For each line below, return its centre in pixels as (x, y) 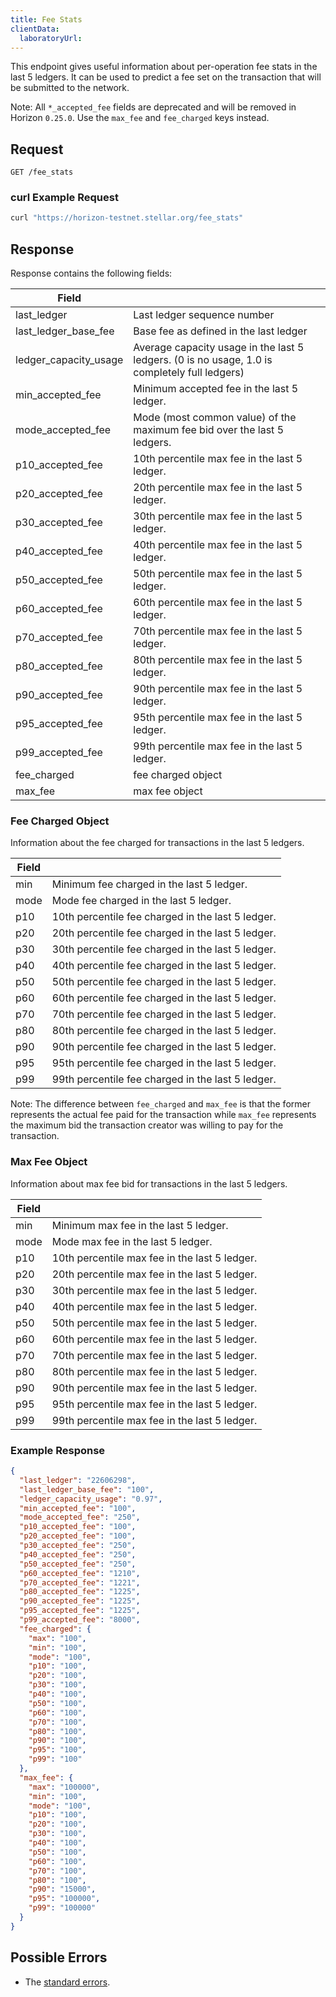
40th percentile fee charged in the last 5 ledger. (164, 966)
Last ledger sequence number (204, 315)
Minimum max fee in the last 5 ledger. (140, 1225)
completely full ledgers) (189, 373)
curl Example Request (64, 198)
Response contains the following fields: (91, 273)
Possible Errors (59, 1957)
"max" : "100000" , (64, 1787)
